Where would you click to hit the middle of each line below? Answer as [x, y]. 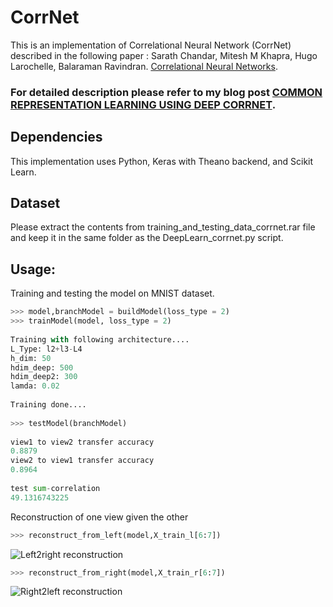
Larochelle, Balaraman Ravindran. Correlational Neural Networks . [144, 66]
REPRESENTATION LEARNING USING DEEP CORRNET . [143, 104]
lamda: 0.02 [35, 386]
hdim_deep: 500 [42, 367]
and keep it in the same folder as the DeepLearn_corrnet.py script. [147, 238]
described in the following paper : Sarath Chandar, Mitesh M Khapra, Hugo [164, 55]
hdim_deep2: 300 [44, 377]
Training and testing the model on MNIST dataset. [112, 293]
